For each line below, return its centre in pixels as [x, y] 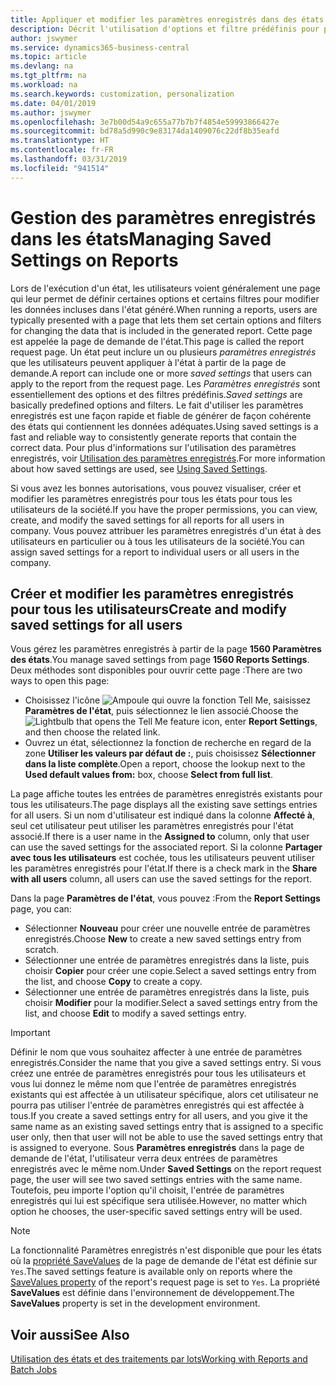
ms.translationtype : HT [60, 141]
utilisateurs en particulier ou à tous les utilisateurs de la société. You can [157, 541]
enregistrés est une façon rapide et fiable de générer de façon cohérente [161, 415]
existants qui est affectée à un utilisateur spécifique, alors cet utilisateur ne [164, 1095]
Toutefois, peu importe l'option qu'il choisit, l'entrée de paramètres [147, 1190]
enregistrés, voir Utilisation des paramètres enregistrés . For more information [168, 458]
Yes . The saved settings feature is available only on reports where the [151, 1272]
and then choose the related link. [92, 732]
